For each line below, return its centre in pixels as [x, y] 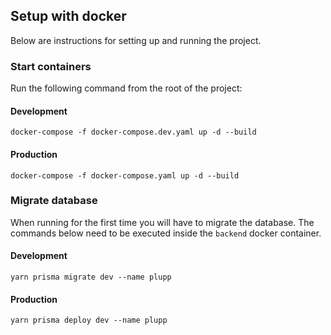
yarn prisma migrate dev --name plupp [91, 277]
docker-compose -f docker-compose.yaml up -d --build [125, 175]
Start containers [51, 66]
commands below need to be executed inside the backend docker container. [166, 233]
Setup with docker [68, 16]
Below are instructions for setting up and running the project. [136, 40]
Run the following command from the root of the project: [126, 88]
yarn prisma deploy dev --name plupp [89, 320]
